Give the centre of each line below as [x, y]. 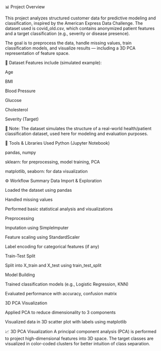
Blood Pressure [20, 91]
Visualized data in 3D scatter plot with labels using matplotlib [66, 322]
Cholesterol [16, 110]
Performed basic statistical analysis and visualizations [59, 209]
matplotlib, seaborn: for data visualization [47, 171]
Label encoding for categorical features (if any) [52, 246]
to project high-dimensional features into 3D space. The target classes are [79, 338]
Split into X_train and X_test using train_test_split [53, 265]
